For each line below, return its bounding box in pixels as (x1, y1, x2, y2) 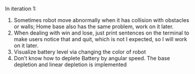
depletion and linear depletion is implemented (13, 61, 127, 68)
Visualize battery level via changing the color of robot (13, 48, 146, 55)
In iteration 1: (5, 5, 37, 12)
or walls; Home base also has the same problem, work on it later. (13, 23, 174, 30)
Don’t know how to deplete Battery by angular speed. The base (13, 55, 170, 61)
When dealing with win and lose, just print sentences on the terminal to (13, 29, 190, 36)
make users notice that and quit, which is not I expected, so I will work (13, 36, 188, 42)
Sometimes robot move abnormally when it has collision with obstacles (13, 17, 190, 23)
